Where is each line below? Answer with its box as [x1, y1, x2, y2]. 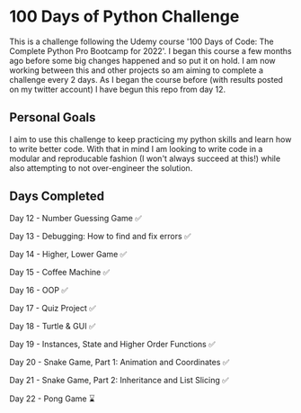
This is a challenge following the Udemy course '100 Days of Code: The [9, 36, 274, 47]
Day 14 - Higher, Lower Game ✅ [9, 248, 128, 259]
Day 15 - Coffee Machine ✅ [9, 266, 111, 277]
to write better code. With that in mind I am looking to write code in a [9, 143, 263, 154]
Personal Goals [9, 110, 96, 125]
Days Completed [9, 189, 105, 204]
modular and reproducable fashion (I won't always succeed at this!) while [9, 153, 281, 164]
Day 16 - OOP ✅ [9, 284, 69, 295]
